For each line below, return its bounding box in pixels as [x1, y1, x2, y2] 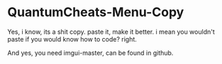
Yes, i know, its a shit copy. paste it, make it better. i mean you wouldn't [7, 27, 215, 36]
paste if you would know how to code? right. [7, 34, 137, 43]
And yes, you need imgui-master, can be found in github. [7, 49, 174, 57]
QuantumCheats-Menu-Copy [7, 4, 184, 20]
